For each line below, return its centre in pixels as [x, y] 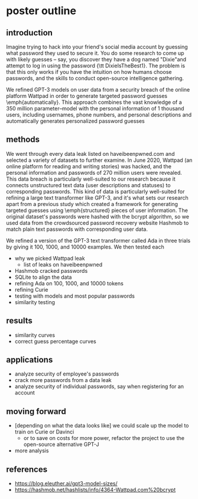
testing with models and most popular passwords [74, 296]
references [27, 469]
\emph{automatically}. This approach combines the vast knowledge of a [94, 102]
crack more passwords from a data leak [63, 380]
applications [30, 360]
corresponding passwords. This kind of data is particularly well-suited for [95, 191]
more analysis [32, 451]
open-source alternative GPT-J [61, 445]
